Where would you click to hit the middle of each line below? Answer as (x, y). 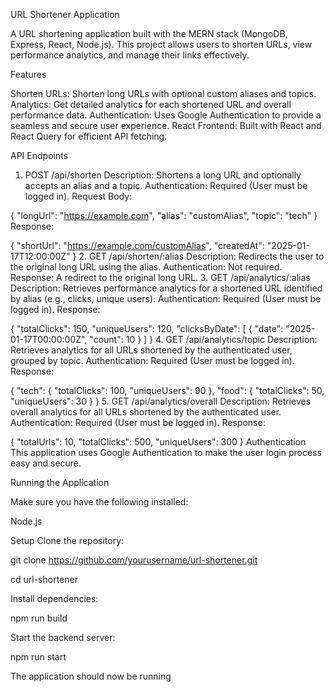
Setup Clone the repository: (67, 540)
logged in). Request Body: (78, 196)
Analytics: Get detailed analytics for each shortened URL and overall (151, 104)
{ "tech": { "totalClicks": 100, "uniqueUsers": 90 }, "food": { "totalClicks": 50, (167, 390)
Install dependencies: (54, 598)
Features (28, 74)
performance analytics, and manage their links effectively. (130, 55)
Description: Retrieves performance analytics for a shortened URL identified (166, 288)
